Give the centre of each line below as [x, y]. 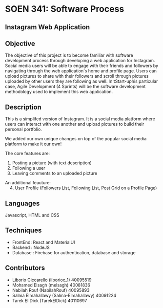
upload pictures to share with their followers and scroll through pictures [77, 76]
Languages [22, 203]
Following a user [29, 168]
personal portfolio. [24, 129]
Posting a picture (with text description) [52, 163]
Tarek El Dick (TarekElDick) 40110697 [50, 300]
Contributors [25, 268]
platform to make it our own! [33, 144]
